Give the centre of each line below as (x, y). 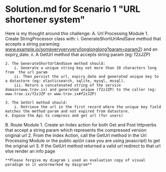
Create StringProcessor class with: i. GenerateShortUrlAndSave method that (83, 39)
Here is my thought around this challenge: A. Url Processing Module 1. (77, 33)
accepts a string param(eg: (33, 44)
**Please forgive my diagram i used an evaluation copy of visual (75, 160)
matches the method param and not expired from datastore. (68, 111)
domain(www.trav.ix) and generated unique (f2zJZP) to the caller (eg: (81, 89)
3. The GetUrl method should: (37, 103)
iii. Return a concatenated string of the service (68, 85)
